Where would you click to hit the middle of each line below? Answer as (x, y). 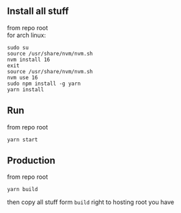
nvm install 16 (29, 60)
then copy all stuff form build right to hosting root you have (90, 202)
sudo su (18, 47)
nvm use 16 (23, 77)
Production (31, 161)
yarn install (26, 89)
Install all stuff (38, 11)
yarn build (23, 190)
